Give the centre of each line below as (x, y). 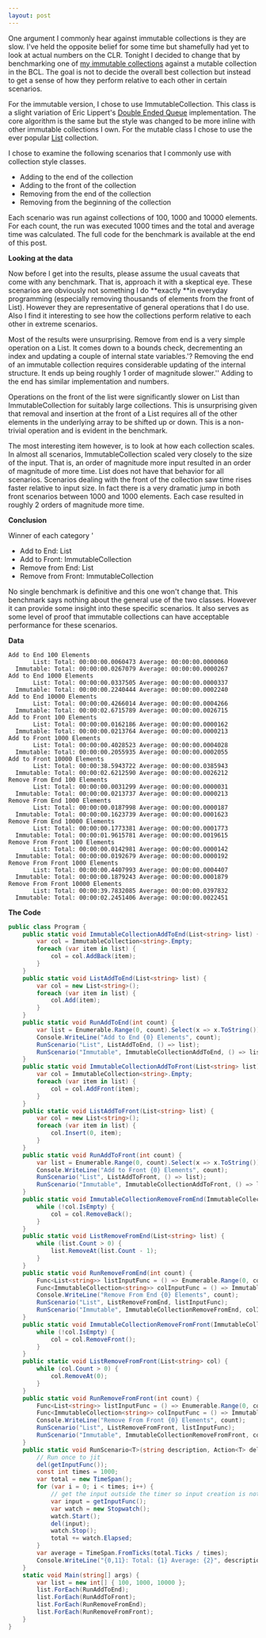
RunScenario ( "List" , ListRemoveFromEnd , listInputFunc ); (132, 1303)
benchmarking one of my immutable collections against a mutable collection (133, 63)
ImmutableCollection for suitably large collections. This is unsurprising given (133, 405)
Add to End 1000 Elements (51, 676)
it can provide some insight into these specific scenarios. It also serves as (129, 608)
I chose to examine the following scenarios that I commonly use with (120, 153)
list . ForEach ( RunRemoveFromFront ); (95, 1612)
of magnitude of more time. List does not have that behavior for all (116, 471)
